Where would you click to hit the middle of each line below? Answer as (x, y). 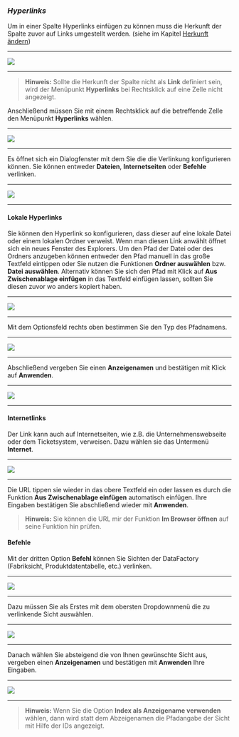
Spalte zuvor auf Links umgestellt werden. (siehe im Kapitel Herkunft (108, 34)
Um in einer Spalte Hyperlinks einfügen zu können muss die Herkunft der (115, 26)
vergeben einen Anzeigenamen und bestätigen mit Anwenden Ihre (106, 662)
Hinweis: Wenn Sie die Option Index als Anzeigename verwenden (123, 710)
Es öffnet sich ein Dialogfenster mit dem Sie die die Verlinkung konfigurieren (119, 159)
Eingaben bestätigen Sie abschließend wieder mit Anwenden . (98, 504)
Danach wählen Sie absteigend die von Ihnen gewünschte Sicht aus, (107, 654)
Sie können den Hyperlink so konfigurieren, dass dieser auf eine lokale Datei (119, 233)
